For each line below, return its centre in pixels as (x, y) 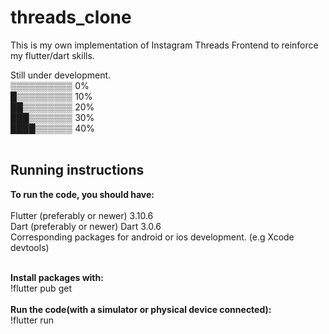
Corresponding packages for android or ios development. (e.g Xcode (152, 237)
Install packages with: (57, 277)
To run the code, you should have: (82, 194)
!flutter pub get (41, 288)
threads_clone (71, 17)
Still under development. (61, 75)
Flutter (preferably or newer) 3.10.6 (82, 215)
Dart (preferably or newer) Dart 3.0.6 (86, 226)
